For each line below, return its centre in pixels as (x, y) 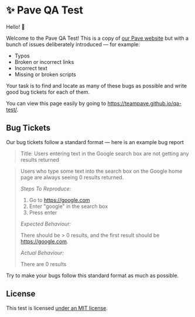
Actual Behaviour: (42, 253)
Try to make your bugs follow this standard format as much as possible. (93, 275)
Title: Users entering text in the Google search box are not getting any (105, 154)
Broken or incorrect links (44, 62)
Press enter (43, 212)
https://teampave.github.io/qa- (144, 103)
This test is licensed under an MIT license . (57, 308)
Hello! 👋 (16, 26)
